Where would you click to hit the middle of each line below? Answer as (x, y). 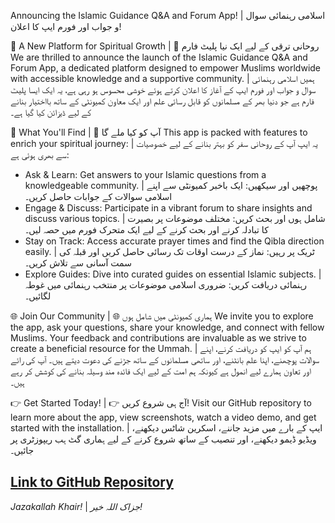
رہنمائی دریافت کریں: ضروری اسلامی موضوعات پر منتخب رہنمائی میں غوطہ (165, 284)
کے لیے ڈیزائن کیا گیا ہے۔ (51, 112)
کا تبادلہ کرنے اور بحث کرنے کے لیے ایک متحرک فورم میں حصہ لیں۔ (146, 229)
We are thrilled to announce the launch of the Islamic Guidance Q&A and (159, 57)
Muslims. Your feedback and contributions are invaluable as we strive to (158, 338)
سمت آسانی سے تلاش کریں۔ (78, 263)
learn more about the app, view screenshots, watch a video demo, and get (163, 417)
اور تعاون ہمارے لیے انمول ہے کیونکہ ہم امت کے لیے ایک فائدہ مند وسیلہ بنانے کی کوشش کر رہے (161, 371)
